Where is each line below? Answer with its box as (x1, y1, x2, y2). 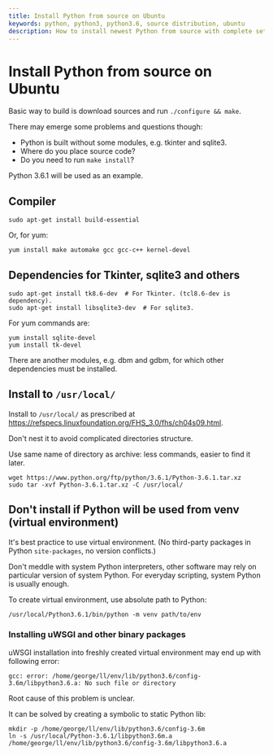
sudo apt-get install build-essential (8, 216, 140, 225)
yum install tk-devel (8, 341, 82, 349)
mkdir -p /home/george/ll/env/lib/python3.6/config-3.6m (8, 725, 206, 733)
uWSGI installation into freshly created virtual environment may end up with (8, 648, 262, 657)
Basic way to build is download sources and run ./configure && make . (8, 107, 242, 116)
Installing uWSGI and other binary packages (8, 629, 187, 640)
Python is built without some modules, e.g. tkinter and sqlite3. (19, 137, 227, 147)
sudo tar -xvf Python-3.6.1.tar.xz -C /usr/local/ (8, 481, 184, 489)
